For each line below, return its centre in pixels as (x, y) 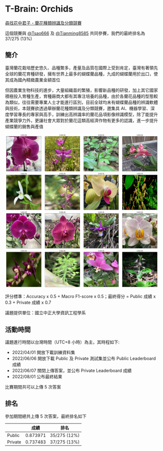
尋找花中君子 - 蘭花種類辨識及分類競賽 (43, 23)
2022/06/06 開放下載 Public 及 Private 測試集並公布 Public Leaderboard (84, 358)
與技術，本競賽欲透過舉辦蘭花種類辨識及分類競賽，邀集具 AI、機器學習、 (78, 108)
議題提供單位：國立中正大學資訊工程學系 (45, 313)
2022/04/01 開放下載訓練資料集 (43, 353)
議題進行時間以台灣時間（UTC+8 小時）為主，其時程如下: (62, 342)
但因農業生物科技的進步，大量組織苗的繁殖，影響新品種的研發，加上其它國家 (81, 90)
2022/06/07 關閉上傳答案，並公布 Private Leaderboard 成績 (72, 371)
